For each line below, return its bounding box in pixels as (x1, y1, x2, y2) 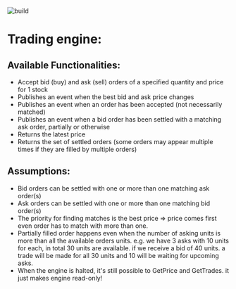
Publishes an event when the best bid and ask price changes (17, 93, 194, 101)
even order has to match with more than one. (17, 221, 149, 230)
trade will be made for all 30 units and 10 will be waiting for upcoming (17, 251, 220, 259)
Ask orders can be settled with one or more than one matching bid (17, 199, 210, 207)
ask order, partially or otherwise (17, 123, 111, 131)
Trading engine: (7, 32, 102, 47)
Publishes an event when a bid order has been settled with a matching (17, 115, 222, 123)
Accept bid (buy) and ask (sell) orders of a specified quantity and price (17, 78, 224, 86)
